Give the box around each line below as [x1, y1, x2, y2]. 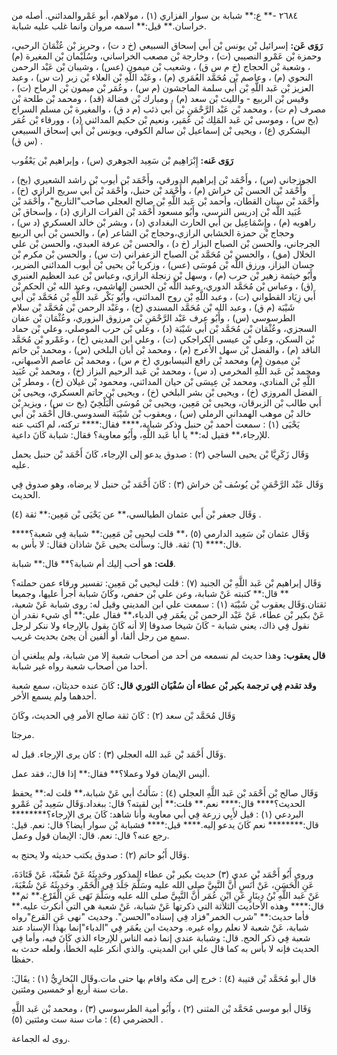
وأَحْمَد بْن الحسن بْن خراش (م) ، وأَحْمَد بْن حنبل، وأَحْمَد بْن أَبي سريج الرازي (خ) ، [11, 185, 307, 196]
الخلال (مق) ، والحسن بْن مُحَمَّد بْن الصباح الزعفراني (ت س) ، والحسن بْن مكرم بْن [11, 248, 316, 260]
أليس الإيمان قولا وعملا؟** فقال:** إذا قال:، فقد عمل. [11, 768, 211, 779]
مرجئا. [11, 729, 35, 740]
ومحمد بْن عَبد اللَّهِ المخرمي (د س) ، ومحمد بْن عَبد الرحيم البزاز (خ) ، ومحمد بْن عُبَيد [11, 365, 321, 377]
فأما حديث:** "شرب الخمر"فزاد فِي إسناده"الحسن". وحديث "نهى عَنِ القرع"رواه [11, 911, 309, 922]
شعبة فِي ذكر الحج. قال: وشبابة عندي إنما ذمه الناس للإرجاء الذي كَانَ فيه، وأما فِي [11, 932, 311, 944]
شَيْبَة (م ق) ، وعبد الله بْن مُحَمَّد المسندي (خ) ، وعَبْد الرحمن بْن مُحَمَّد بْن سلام [11, 301, 296, 313]
